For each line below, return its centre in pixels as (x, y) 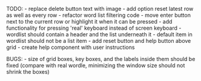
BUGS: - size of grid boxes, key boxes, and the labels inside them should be (101, 59)
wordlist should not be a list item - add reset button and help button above (99, 41)
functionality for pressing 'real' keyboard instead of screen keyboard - (94, 28)
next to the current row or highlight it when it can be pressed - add (89, 21)
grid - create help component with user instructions (71, 47)
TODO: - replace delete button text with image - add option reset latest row (100, 9)
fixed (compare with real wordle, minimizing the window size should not (96, 65)
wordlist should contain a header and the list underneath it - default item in (99, 34)
